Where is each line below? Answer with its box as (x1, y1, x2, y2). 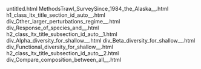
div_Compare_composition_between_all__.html (6, 56, 122, 63)
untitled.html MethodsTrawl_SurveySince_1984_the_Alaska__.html (6, 5, 169, 12)
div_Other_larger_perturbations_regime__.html (6, 18, 120, 25)
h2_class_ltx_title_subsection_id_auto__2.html (6, 50, 119, 56)
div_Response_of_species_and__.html (6, 24, 99, 31)
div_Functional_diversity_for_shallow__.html (6, 43, 114, 50)
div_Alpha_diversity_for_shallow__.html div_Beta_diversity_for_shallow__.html (6, 37, 196, 44)
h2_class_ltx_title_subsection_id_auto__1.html (6, 31, 117, 38)
